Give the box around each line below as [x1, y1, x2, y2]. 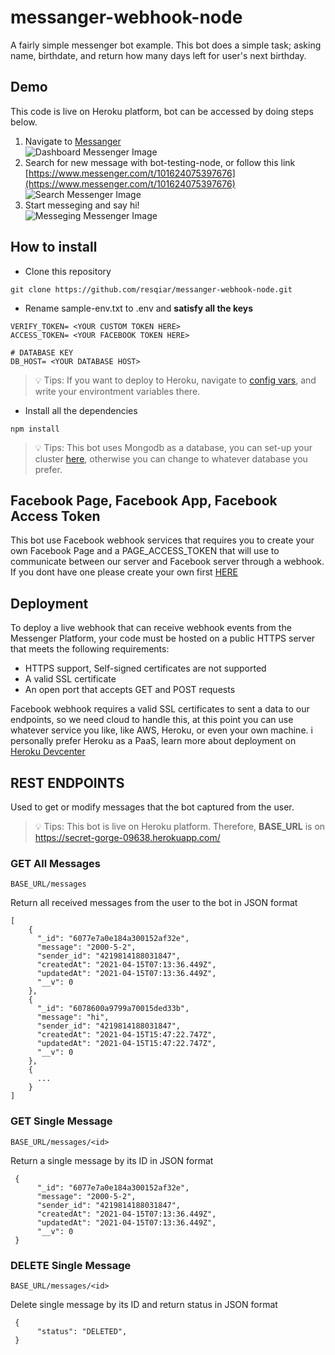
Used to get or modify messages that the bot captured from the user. [10, 801, 295, 813]
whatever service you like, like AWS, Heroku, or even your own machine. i [10, 724, 313, 736]
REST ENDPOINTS [10, 774, 125, 791]
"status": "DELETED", [36, 1326, 128, 1336]
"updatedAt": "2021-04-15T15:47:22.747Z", [36, 1039, 217, 1049]
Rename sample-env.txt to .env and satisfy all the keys [24, 302, 254, 314]
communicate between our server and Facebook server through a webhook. [10, 556, 325, 568]
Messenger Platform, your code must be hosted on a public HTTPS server [10, 632, 316, 645]
